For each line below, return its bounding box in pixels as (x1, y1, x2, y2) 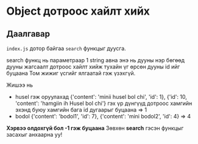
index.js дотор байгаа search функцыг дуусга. (6, 45, 126, 52)
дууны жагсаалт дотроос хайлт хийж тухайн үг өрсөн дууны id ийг (6, 63, 180, 70)
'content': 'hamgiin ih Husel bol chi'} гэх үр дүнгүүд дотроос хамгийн (15, 99, 193, 107)
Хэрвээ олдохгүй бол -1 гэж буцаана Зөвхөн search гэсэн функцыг (6, 124, 184, 132)
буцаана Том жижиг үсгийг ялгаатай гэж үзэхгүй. (6, 70, 136, 77)
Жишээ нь (6, 81, 34, 88)
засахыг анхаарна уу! (6, 131, 63, 138)
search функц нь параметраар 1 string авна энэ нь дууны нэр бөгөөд (6, 57, 185, 63)
